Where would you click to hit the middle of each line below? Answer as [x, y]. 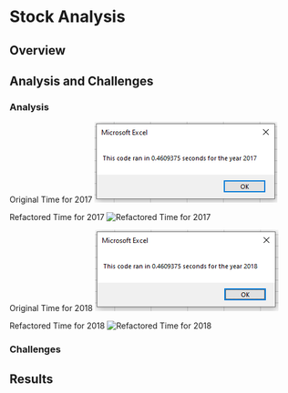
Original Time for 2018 [51, 308]
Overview [38, 50]
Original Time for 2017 [51, 200]
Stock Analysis [67, 17]
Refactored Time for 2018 [57, 326]
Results [31, 379]
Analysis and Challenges [82, 81]
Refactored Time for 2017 [57, 217]
